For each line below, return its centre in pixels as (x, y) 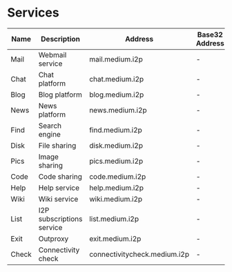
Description (61, 39)
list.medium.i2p (114, 219)
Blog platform (60, 95)
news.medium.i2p (118, 110)
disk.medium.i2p (116, 145)
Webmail (52, 55)
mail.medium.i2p (116, 59)
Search (50, 126)
